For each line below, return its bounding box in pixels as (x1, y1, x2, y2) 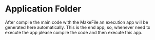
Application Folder (5, 3, 81, 14)
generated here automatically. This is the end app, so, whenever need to (5, 24, 151, 30)
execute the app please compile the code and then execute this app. (5, 29, 143, 35)
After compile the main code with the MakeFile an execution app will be (5, 19, 149, 25)
